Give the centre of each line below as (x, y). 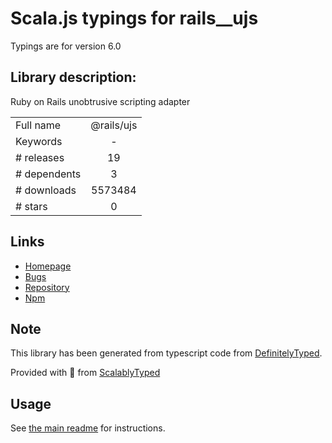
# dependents (48, 174)
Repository (47, 287)
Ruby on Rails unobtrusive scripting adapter (100, 101)
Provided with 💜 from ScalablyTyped (85, 373)
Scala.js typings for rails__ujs (134, 18)
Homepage (48, 266)
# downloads (46, 190)
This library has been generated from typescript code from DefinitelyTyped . (166, 353)
